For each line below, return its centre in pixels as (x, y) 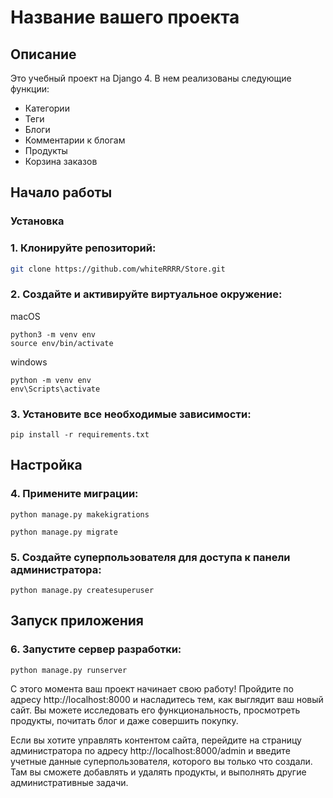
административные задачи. (69, 782)
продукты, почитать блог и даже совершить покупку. (124, 720)
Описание (43, 54)
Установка (37, 221)
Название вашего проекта (125, 17)
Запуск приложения (77, 621)
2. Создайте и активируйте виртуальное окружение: (146, 294)
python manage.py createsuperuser (82, 591)
